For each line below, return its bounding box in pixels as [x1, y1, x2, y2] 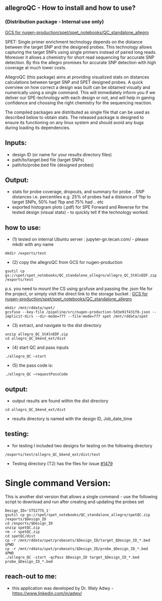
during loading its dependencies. [5, 125, 71, 130]
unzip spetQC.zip [5, 525, 40, 530]
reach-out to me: [5, 572, 57, 581]
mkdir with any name [12, 242, 54, 247]
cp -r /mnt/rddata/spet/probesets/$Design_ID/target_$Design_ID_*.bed [5, 538, 150, 543]
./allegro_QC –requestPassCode [5, 372, 68, 377]
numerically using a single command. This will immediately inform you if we [5, 89, 156, 95]
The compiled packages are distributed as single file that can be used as [5, 109, 150, 115]
